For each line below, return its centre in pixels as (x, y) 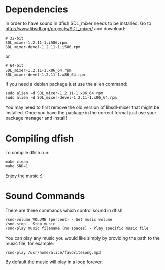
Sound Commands (45, 196)
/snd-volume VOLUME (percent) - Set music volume (59, 219)
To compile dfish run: (27, 152)
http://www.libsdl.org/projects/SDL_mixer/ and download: (65, 28)
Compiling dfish (40, 139)
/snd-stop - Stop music (30, 224)
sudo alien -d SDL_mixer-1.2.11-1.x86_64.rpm (54, 93)
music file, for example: (30, 243)
